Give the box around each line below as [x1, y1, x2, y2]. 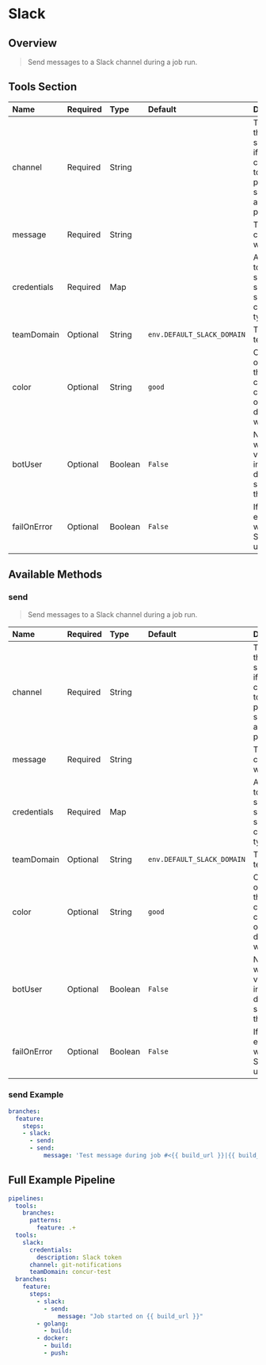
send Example [8, 1089, 64, 1100]
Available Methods [8, 568, 103, 581]
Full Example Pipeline [8, 1173, 116, 1187]
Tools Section [8, 80, 78, 93]
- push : [43, 1349, 69, 1357]
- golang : [36, 1320, 69, 1328]
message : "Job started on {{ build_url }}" [58, 1312, 203, 1320]
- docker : [36, 1334, 69, 1343]
